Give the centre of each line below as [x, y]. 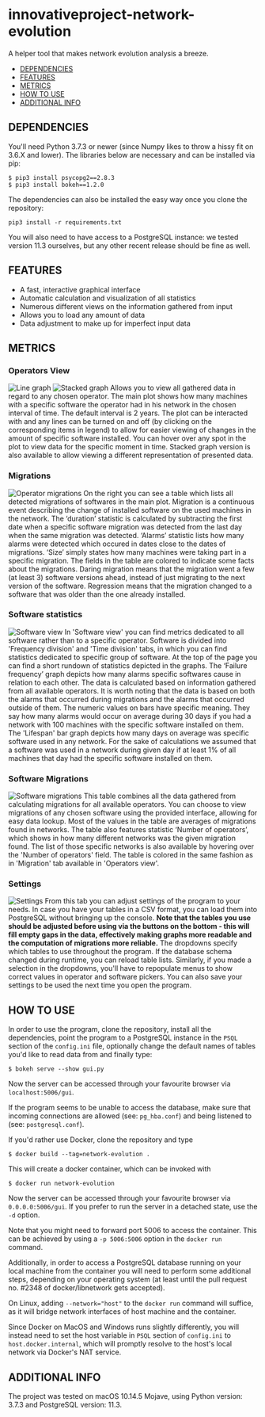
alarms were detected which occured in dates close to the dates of [117, 544]
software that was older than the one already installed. [97, 594]
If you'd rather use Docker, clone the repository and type [101, 1140]
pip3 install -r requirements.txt [65, 222]
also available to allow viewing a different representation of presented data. [131, 455]
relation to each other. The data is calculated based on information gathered [132, 682]
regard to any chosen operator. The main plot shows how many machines [128, 396]
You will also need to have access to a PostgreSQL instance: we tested [123, 237]
